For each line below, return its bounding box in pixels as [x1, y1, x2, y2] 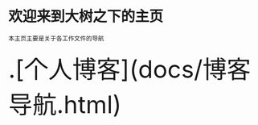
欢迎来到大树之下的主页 [8, 7, 164, 26]
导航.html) [8, 89, 122, 119]
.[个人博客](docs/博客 [8, 53, 252, 85]
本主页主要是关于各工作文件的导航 [8, 34, 104, 43]
